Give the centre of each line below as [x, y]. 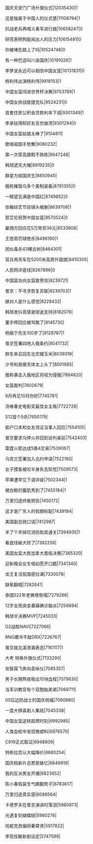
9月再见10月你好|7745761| [31, 396]
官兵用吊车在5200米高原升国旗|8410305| [47, 259]
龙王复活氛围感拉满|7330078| [35, 574]
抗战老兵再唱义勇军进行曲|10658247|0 [44, 29]
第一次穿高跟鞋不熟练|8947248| [37, 154]
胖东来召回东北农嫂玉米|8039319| [39, 354]
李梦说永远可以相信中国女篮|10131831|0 [45, 71]
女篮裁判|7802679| [24, 385]
